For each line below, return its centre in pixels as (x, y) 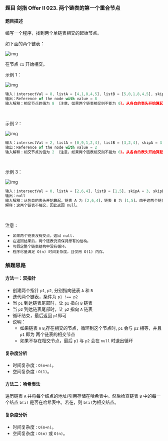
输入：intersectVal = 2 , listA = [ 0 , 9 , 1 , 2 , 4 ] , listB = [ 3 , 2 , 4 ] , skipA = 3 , (85, 143)
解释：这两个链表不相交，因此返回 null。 (42, 205)
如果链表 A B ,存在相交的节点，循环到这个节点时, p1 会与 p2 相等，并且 (91, 328)
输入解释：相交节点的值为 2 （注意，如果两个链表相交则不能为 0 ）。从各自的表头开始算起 (84, 152)
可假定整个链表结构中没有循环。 (40, 246)
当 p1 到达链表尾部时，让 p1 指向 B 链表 (52, 303)
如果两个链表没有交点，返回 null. (43, 236)
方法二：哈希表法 (23, 384)
